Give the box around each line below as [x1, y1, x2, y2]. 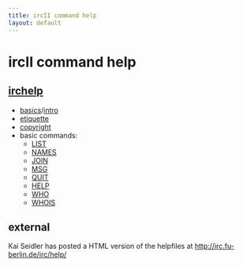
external [8, 220, 50, 234]
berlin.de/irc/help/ [8, 250, 67, 259]
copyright [19, 122, 51, 131]
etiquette [19, 114, 50, 123]
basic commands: [19, 130, 78, 140]
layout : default [8, 19, 62, 27]
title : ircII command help [8, 11, 97, 20]
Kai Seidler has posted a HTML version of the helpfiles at [8, 242, 193, 251]
